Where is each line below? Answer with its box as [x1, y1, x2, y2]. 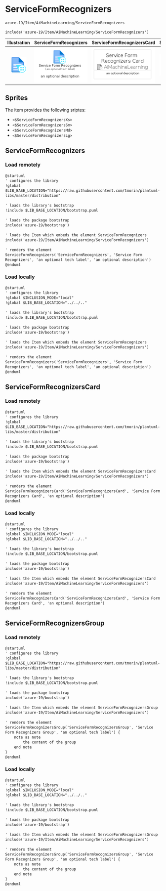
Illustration [7, 40, 31, 45]
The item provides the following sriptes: [5, 107, 86, 113]
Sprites [5, 94, 28, 102]
